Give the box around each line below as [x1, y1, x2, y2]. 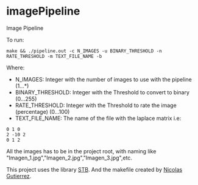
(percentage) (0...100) [15, 108, 70, 115]
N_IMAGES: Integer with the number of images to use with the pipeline [15, 75, 192, 83]
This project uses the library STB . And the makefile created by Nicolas [6, 166, 183, 173]
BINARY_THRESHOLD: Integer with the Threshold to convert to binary [15, 88, 190, 96]
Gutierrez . [6, 172, 32, 180]
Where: [6, 64, 25, 71]
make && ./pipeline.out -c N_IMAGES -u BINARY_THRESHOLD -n [6, 47, 163, 54]
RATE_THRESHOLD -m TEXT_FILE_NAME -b [6, 53, 102, 59]
